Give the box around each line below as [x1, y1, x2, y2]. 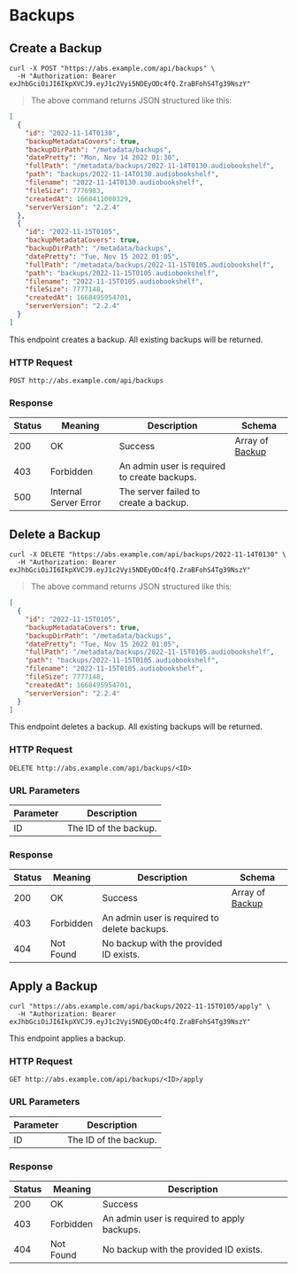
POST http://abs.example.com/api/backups [9, 376, 164, 385]
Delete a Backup [9, 526, 101, 541]
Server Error [49, 497, 102, 509]
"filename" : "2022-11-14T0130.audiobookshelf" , [25, 178, 203, 187]
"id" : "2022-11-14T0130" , [25, 128, 121, 137]
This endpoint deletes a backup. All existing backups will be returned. [9, 721, 263, 732]
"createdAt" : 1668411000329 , [25, 194, 133, 204]
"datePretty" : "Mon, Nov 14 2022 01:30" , [25, 153, 179, 162]
